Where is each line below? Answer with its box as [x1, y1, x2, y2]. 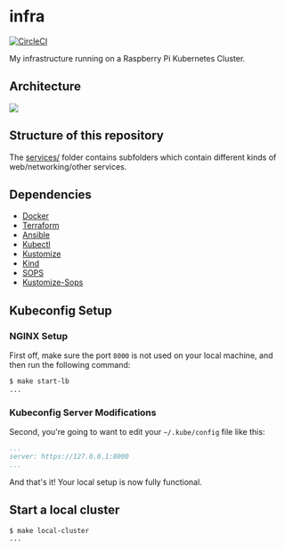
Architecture [9, 79, 82, 95]
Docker [21, 211, 50, 221]
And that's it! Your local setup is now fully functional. [9, 476, 202, 487]
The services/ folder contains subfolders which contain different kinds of [9, 152, 277, 162]
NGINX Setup [9, 329, 69, 342]
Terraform [21, 221, 60, 231]
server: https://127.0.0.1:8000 [9, 452, 129, 461]
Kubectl [21, 239, 51, 250]
